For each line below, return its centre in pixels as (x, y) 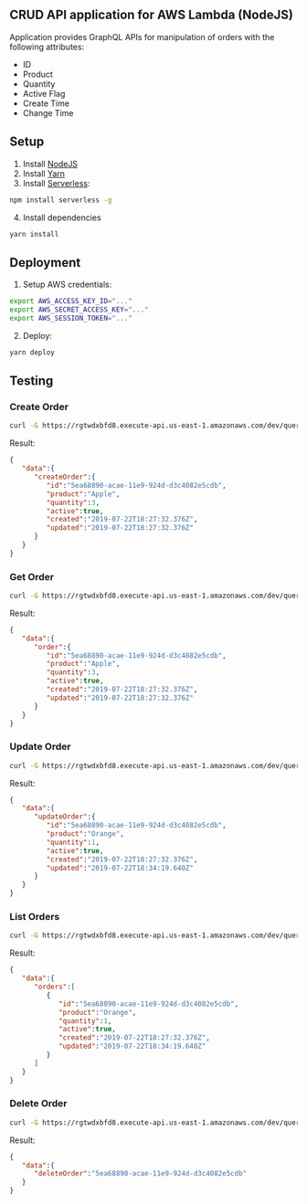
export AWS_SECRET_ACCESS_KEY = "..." (79, 310)
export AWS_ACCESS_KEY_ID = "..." (71, 301)
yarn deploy (32, 352)
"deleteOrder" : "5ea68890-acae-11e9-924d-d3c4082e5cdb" (140, 1174)
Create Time (46, 103)
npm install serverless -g (61, 200)
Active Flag (44, 93)
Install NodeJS (50, 164)
